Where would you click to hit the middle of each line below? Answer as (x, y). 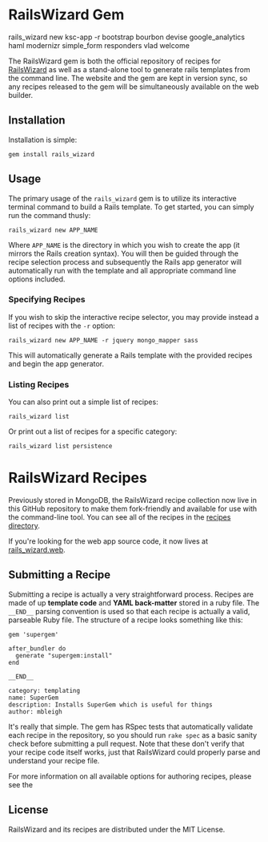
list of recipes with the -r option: (62, 326)
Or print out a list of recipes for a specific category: (93, 431)
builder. (21, 95)
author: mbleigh (35, 711)
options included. (37, 279)
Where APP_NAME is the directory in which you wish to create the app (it (124, 245)
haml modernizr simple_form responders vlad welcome (99, 45)
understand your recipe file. (54, 760)
